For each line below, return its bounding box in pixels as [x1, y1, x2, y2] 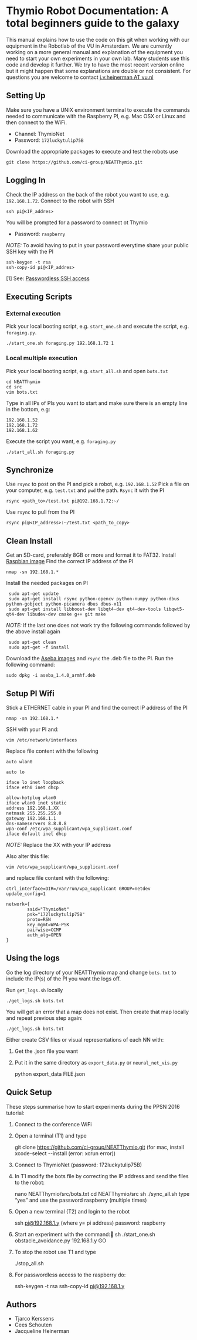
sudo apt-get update [8, 591, 59, 597]
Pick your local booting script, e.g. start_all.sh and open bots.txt [6, 367, 168, 374]
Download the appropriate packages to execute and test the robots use [6, 148, 178, 155]
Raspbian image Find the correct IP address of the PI [6, 558, 134, 565]
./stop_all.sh [14, 1259, 44, 1266]
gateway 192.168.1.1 [6, 815, 57, 822]
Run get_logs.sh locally [6, 986, 63, 993]
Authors [6, 1299, 37, 1309]
